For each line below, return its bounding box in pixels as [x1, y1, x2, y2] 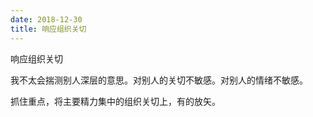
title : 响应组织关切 [10, 24, 87, 34]
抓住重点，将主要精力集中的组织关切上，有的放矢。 [10, 95, 221, 107]
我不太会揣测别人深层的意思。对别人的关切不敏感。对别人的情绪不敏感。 [10, 74, 308, 86]
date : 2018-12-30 [10, 14, 83, 25]
